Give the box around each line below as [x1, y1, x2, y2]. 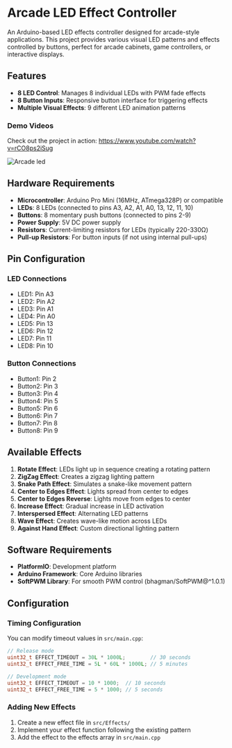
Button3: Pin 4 [17, 389, 59, 398]
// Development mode [7, 673, 67, 680]
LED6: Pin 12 [17, 327, 53, 335]
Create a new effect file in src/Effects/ [17, 718, 131, 726]
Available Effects [7, 446, 82, 458]
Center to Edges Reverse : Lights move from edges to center [17, 494, 191, 503]
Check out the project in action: [7, 137, 97, 145]
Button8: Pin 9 [17, 426, 58, 434]
